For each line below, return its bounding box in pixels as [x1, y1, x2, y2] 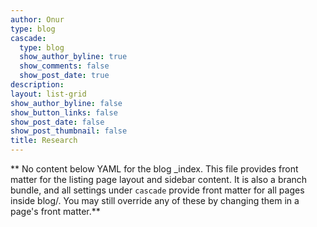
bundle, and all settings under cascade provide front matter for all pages [10, 184, 305, 196]
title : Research [10, 136, 78, 146]
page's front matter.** [10, 206, 101, 217]
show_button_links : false [10, 107, 118, 118]
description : [10, 80, 65, 90]
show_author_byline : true [19, 52, 128, 62]
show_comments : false [19, 61, 110, 71]
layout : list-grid [10, 89, 87, 99]
